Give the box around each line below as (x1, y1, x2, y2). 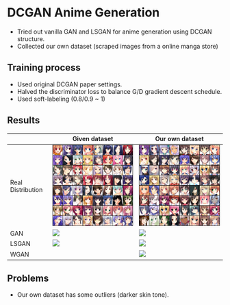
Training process (7, 62, 81, 73)
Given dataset (72, 135, 114, 143)
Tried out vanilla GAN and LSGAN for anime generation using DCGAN (16, 27, 212, 36)
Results (7, 114, 40, 126)
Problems (7, 272, 49, 284)
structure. (16, 34, 45, 42)
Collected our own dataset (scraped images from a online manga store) (16, 42, 219, 50)
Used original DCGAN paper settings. (16, 80, 123, 88)
